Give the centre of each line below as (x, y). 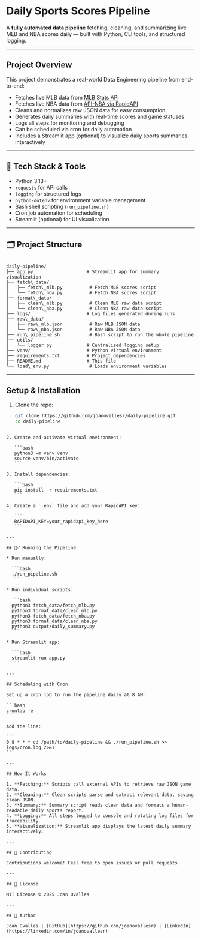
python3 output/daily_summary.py (53, 626)
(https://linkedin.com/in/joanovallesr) (57, 931)
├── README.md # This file (61, 361)
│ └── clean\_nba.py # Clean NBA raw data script (84, 309)
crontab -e (20, 710)
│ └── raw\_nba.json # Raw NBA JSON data (73, 330)
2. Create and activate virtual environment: (64, 437)
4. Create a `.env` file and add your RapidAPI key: (73, 505)
